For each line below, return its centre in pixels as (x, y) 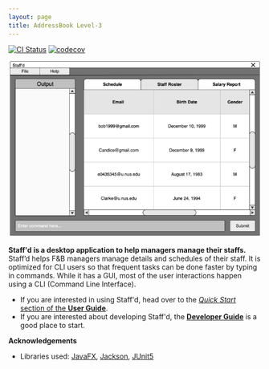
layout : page (30, 17)
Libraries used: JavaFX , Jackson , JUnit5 (87, 356)
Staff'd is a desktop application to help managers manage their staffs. (127, 250)
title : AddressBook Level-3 (55, 25)
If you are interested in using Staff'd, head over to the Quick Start (128, 300)
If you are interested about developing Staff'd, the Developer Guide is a (138, 317)
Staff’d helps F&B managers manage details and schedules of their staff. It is (134, 259)
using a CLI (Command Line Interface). (72, 284)
